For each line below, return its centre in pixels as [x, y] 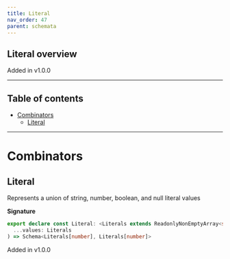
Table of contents [45, 98]
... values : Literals [42, 230]
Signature [22, 211]
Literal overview [42, 54]
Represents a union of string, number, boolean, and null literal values [104, 198]
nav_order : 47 [27, 20]
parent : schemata [32, 26]
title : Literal [29, 13]
